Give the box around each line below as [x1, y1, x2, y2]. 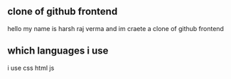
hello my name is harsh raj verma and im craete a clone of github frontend [7, 24, 224, 32]
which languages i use [7, 45, 109, 57]
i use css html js [7, 63, 55, 72]
